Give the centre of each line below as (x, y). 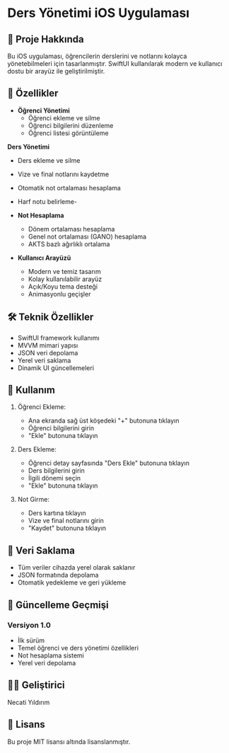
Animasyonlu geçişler (59, 294)
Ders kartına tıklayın (57, 513)
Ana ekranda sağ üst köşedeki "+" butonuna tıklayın (104, 421)
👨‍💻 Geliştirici (36, 685)
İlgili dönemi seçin (54, 478)
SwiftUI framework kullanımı (59, 338)
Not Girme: (34, 500)
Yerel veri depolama (47, 662)
